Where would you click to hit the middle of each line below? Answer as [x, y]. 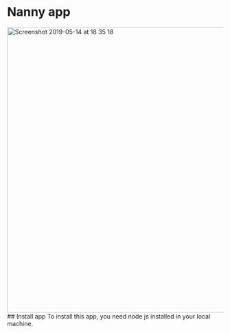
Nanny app [39, 12]
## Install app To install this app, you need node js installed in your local [109, 316]
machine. [20, 323]
